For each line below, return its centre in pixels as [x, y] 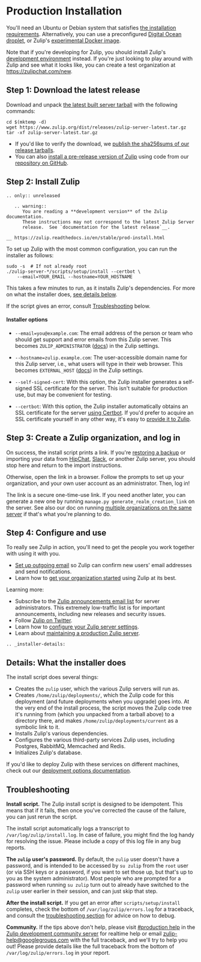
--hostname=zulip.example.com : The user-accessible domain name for [101, 357]
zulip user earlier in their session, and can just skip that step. [82, 891]
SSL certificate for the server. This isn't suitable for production [110, 388]
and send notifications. [43, 571]
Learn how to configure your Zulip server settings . [77, 627]
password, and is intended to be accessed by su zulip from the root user [97, 866]
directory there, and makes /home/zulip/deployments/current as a [96, 721]
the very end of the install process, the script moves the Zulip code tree [103, 708]
